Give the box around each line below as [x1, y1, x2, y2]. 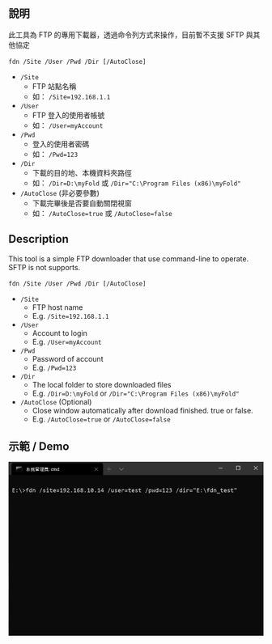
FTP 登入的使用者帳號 [32, 110, 105, 120]
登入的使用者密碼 [32, 139, 90, 149]
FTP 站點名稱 [32, 81, 77, 91]
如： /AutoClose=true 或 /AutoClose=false [32, 208, 172, 218]
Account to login [32, 328, 87, 337]
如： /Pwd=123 [32, 149, 79, 159]
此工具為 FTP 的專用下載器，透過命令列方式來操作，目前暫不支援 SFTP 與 [8, 30, 253, 40]
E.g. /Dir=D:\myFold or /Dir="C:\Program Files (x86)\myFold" [32, 388, 240, 398]
